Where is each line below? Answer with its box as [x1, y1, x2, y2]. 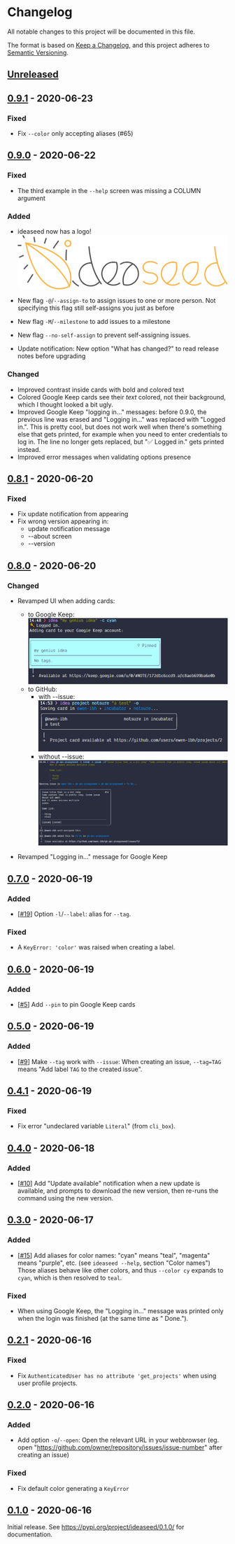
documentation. [7, 1530, 53, 1539]
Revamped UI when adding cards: [17, 596, 115, 605]
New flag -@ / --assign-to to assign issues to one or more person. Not [17, 297, 216, 305]
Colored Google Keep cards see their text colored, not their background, [17, 392, 226, 401]
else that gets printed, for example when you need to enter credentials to [17, 430, 228, 438]
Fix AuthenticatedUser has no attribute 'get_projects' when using [17, 1371, 217, 1380]
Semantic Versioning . [7, 48, 69, 57]
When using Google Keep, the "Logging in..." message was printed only [17, 1306, 224, 1315]
